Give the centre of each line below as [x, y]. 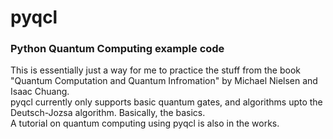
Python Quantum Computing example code [117, 49]
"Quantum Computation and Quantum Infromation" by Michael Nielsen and [164, 81]
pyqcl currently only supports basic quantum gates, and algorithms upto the [166, 102]
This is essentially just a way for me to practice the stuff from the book [155, 70]
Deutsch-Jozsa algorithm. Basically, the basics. [108, 113]
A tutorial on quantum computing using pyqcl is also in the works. [145, 123]
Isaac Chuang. [40, 92]
